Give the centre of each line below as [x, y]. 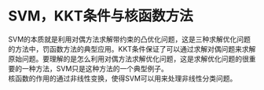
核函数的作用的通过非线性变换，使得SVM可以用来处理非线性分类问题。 [123, 78]
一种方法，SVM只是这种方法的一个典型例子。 [95, 68]
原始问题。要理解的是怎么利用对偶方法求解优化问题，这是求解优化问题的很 [128, 59]
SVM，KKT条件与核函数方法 [101, 16]
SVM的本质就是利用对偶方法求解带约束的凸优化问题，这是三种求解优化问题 [130, 39]
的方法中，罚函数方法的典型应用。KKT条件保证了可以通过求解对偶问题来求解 [132, 49]
